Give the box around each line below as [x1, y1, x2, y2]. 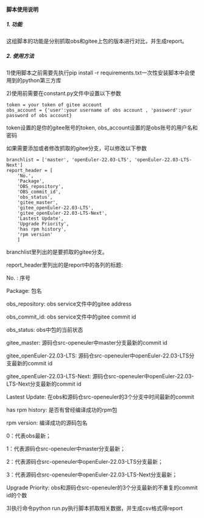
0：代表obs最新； [6, 432, 52, 439]
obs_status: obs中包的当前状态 [6, 326, 83, 333]
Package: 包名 [6, 287, 43, 294]
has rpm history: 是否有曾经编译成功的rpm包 [6, 406, 118, 413]
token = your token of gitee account [6, 101, 102, 108]
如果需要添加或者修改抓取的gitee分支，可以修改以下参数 [6, 144, 147, 152]
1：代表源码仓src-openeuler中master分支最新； [6, 445, 126, 452]
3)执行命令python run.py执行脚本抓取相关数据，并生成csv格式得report [6, 504, 183, 512]
